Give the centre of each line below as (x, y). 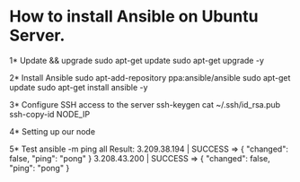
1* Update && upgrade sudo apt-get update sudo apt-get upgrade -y (137, 60)
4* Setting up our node (53, 131)
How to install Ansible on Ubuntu (134, 17)
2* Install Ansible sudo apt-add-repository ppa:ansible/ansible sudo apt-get (150, 77)
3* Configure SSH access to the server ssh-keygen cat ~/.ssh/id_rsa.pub (145, 104)
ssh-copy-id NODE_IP (50, 114)
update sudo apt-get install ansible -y (79, 87)
